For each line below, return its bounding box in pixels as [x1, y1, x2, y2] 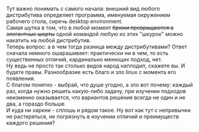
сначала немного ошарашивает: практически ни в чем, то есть [6, 50, 169, 56]
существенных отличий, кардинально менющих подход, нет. [6, 56, 162, 63]
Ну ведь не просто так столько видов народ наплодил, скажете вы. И [6, 62, 185, 69]
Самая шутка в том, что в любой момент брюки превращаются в [6, 24, 174, 31]
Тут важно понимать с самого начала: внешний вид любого [6, 5, 160, 12]
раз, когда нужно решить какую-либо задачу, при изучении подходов [6, 88, 186, 94]
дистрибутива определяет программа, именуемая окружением [6, 11, 171, 19]
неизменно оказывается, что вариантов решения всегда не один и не [6, 94, 186, 101]
